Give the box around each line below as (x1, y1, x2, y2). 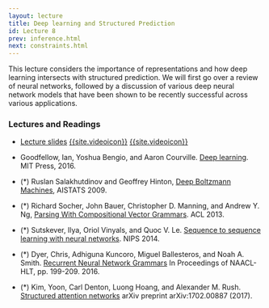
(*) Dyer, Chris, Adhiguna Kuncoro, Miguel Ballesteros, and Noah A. (19, 250, 245, 259)
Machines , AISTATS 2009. (19, 185, 107, 195)
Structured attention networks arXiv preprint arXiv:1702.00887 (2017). (19, 291, 253, 301)
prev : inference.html (8, 34, 82, 43)
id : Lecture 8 (8, 27, 57, 35)
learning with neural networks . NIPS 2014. (19, 234, 160, 243)
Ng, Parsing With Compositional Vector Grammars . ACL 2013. (19, 209, 225, 219)
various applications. (8, 99, 78, 108)
